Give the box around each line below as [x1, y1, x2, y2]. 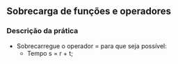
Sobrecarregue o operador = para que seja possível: [16, 41, 168, 50]
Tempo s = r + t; [26, 49, 74, 57]
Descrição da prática [6, 26, 79, 36]
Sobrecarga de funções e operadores [6, 6, 172, 17]
